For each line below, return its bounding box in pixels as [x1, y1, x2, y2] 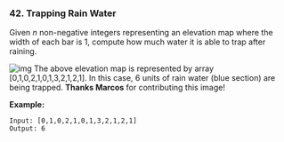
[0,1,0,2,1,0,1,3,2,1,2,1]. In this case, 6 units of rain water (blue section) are [9, 73, 276, 83]
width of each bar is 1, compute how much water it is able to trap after [9, 36, 266, 47]
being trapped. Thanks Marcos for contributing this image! [9, 83, 225, 93]
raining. [9, 46, 37, 57]
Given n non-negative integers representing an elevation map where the [9, 28, 273, 38]
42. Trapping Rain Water [9, 7, 118, 20]
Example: [9, 99, 45, 110]
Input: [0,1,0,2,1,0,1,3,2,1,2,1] [9, 116, 138, 126]
